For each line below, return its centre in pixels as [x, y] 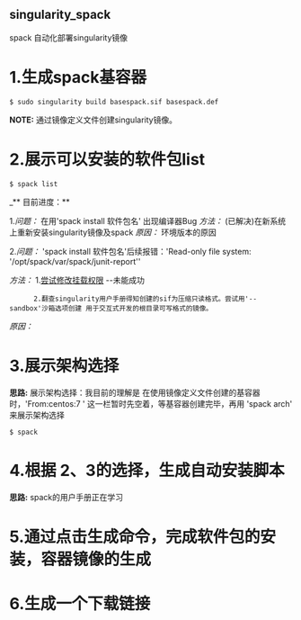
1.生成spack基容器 [78, 77]
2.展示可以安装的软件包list [107, 159]
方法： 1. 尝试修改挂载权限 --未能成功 [77, 280]
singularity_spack [60, 15]
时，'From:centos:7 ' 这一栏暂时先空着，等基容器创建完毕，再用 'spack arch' [151, 403]
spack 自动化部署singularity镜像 [69, 37]
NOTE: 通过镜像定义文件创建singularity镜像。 [93, 120]
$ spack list [34, 184]
